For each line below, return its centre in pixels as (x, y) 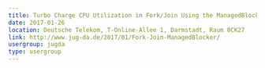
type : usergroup (35, 52)
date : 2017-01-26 (37, 23)
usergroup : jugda (37, 45)
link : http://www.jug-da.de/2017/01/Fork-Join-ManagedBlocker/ (114, 37)
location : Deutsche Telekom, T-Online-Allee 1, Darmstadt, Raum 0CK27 (127, 30)
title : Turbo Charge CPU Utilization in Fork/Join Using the (111, 15)
